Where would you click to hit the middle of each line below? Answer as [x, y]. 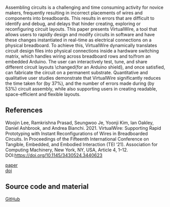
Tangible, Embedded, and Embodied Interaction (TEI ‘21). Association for [82, 144]
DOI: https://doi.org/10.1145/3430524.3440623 [54, 155]
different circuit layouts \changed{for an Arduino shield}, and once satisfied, [85, 67]
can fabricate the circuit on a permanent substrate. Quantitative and [77, 73]
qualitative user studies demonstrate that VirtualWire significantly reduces [83, 78]
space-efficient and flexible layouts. [43, 94]
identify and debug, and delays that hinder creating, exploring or [73, 24]
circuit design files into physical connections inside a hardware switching [82, 51]
